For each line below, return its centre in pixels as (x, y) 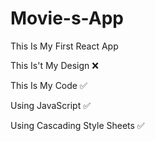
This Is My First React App (64, 46)
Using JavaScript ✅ (51, 105)
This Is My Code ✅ (49, 85)
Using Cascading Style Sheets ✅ (77, 125)
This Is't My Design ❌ (54, 65)
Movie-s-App (67, 18)
